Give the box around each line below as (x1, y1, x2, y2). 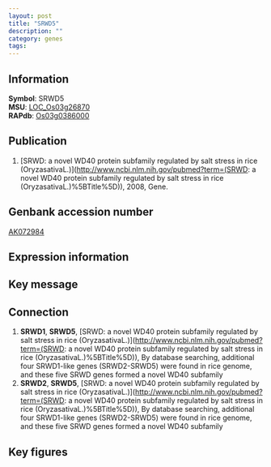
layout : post (8, 11, 53, 20)
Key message (8, 277, 78, 292)
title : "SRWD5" (8, 19, 60, 28)
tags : (8, 42, 27, 50)
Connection (8, 305, 69, 319)
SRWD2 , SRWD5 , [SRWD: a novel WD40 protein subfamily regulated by (19, 379, 260, 388)
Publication (8, 135, 67, 148)
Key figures (8, 445, 68, 459)
